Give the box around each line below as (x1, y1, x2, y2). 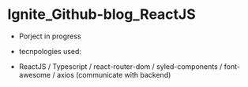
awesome (18, 70, 51, 79)
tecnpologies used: (18, 46, 82, 56)
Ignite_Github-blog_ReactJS (7, 5, 197, 24)
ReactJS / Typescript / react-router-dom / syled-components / (18, 61, 223, 71)
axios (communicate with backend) (57, 70, 171, 79)
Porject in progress (18, 31, 81, 41)
